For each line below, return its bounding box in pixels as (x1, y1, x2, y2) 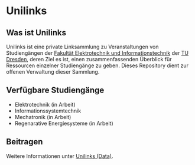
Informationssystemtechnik (14, 107, 82, 114)
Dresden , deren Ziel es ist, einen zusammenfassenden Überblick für (6, 56, 173, 62)
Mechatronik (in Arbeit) (14, 113, 71, 120)
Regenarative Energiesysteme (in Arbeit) (14, 120, 113, 127)
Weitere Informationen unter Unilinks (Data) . (6, 152, 113, 160)
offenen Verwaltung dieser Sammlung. (6, 68, 100, 75)
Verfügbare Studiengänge (6, 85, 105, 95)
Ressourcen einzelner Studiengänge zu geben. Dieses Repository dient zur (6, 62, 189, 69)
